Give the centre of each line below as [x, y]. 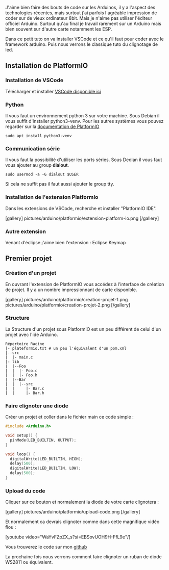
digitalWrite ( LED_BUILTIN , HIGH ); [46, 459]
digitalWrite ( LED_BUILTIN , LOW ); [45, 469]
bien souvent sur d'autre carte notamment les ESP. [59, 29]
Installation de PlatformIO [47, 66]
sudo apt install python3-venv [39, 136]
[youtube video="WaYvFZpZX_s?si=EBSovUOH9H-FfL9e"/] [68, 537]
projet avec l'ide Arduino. [32, 334]
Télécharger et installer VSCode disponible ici [53, 91]
